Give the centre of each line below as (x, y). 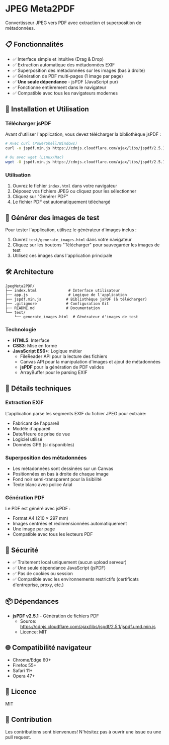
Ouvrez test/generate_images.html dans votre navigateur (72, 240)
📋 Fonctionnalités (34, 44)
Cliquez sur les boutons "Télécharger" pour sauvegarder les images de (86, 245)
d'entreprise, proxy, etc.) (38, 585)
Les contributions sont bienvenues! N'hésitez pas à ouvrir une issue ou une (83, 731)
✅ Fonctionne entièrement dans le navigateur (59, 87)
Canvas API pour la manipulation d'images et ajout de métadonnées (90, 362)
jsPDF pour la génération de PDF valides (62, 367)
